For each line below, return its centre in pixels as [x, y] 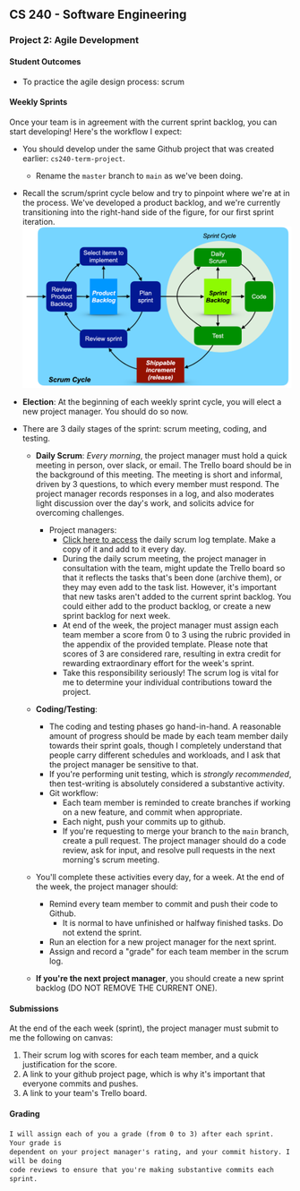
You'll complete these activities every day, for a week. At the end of [160, 878]
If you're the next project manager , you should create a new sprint [160, 979]
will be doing [36, 1161]
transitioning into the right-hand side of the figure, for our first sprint [148, 212]
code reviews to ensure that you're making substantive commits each [142, 1170]
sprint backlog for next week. [116, 616]
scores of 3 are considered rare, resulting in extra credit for [172, 654]
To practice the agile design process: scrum [103, 81]
